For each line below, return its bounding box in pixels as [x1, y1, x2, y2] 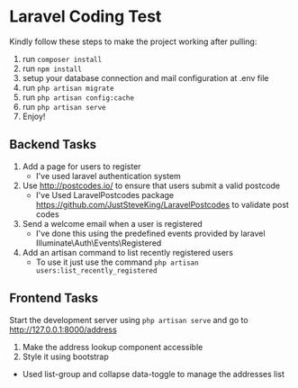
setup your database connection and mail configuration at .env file [22, 72, 269, 83]
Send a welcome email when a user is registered [22, 218, 203, 229]
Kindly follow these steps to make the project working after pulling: [9, 36, 257, 47]
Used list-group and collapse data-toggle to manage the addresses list [22, 368, 285, 379]
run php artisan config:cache [22, 92, 135, 103]
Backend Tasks [9, 137, 97, 152]
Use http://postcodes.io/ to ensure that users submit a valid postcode [22, 180, 281, 191]
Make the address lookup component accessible [22, 341, 203, 352]
